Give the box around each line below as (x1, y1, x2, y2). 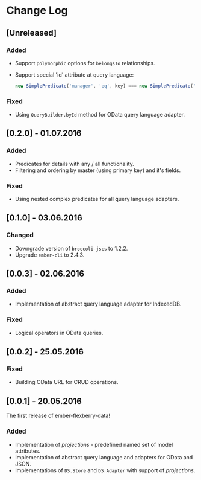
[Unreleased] (6, 28, 57, 38)
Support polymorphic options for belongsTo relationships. (14, 59, 155, 66)
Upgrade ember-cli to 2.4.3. (14, 251, 85, 258)
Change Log (6, 4, 68, 18)
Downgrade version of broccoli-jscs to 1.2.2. (14, 245, 128, 252)
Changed (6, 231, 34, 239)
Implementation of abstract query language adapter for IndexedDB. (14, 300, 182, 308)
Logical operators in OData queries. (14, 329, 104, 336)
